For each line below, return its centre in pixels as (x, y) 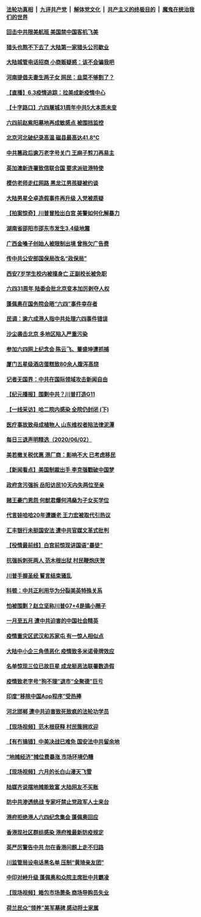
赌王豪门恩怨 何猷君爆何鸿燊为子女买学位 (58, 500)
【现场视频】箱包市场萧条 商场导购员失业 (58, 893)
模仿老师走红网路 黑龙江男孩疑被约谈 (52, 183)
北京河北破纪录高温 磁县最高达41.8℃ (53, 138)
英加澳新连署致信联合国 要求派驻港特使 (55, 168)
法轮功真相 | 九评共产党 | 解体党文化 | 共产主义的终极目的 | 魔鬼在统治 (98, 9)
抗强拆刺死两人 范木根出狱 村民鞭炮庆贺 (56, 560)
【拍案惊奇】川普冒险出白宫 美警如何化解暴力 (63, 213)
